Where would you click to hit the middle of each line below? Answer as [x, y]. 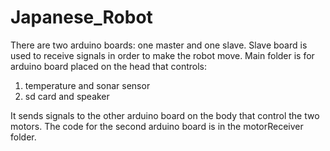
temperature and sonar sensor [87, 85]
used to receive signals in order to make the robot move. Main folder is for [162, 55]
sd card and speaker [67, 96]
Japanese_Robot [81, 17]
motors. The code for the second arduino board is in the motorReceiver [157, 126]
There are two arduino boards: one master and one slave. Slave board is [159, 45]
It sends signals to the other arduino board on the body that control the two [165, 115]
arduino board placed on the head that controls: [108, 66]
